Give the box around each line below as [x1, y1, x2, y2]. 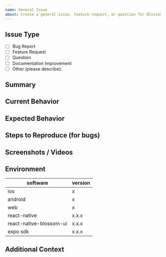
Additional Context [5, 245, 64, 254]
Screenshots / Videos [5, 148, 73, 156]
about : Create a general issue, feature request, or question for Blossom [5, 12, 163, 17]
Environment [5, 165, 46, 173]
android [7, 196, 26, 203]
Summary [5, 80, 36, 89]
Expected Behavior [5, 114, 65, 123]
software [26, 180, 48, 187]
